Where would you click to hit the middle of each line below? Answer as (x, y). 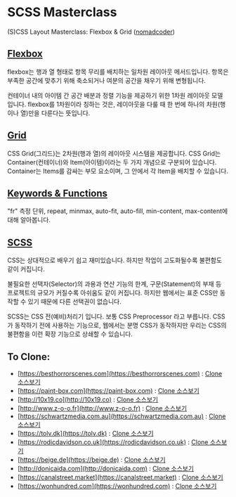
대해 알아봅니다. (29, 220)
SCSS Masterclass (62, 12)
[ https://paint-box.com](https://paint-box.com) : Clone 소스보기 (109, 390)
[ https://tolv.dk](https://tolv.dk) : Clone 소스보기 (85, 433)
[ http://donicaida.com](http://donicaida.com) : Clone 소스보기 (106, 469)
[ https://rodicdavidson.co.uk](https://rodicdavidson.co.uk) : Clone (113, 442)
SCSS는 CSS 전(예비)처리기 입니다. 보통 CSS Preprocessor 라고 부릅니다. (109, 316)
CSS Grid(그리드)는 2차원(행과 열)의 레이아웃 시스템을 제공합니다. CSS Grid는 (114, 153)
